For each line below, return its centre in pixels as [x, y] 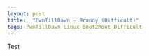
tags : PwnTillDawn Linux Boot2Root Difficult [74, 27]
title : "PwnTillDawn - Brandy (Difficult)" [73, 20]
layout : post [26, 14]
